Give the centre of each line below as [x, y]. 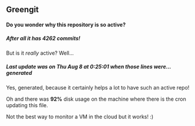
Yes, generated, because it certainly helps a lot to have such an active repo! [98, 87]
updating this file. [27, 105]
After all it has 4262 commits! [43, 38]
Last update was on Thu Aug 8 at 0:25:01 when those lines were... [89, 67]
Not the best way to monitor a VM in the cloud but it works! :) [80, 117]
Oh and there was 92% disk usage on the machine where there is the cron [96, 99]
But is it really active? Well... [40, 53]
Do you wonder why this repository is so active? [66, 24]
